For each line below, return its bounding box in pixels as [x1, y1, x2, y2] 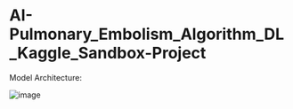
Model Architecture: [9, 72, 83, 82]
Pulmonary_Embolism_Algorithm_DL [9, 24, 285, 44]
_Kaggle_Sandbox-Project [9, 43, 207, 63]
